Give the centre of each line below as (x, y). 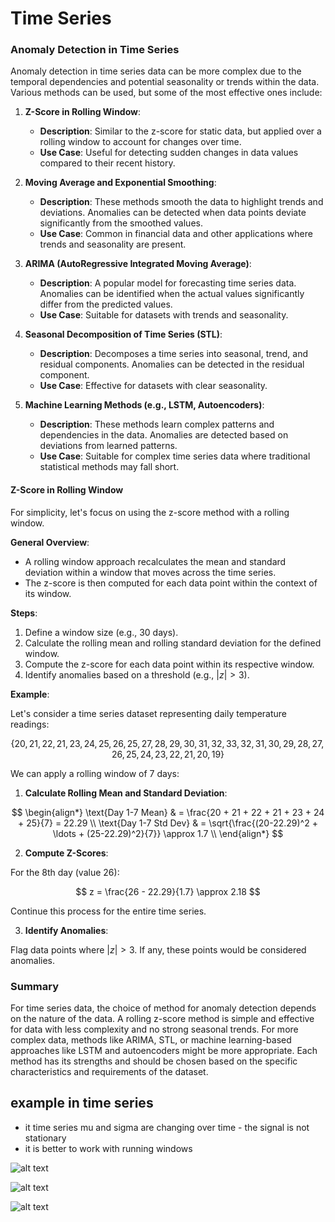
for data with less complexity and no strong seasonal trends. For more (154, 1029)
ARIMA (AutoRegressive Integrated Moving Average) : (138, 264)
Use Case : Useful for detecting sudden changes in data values (169, 153)
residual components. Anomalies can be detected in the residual (172, 364)
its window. (48, 593)
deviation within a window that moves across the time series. (150, 572)
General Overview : (50, 542)
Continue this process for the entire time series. (108, 911)
